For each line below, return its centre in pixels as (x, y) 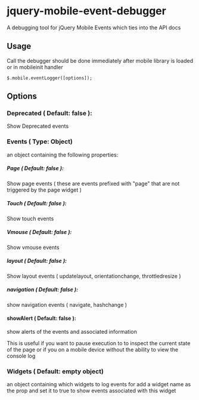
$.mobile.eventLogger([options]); (50, 78)
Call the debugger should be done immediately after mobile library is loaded (100, 60)
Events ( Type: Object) (40, 141)
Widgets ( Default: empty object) (55, 371)
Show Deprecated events (38, 126)
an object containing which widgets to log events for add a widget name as (99, 384)
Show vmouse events (33, 247)
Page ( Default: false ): (35, 168)
